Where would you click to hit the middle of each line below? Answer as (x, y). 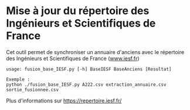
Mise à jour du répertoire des (78, 11)
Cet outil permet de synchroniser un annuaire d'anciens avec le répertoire (95, 52)
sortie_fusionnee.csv (33, 89)
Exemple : (18, 79)
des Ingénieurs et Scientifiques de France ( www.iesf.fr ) (73, 58)
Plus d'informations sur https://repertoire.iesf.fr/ (64, 101)
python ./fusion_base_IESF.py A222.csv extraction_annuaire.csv (86, 84)
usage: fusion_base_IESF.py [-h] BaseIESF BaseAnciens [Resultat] (89, 69)
